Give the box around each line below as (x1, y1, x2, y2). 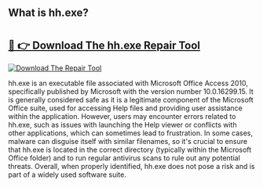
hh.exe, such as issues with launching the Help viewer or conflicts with (8, 120, 237, 129)
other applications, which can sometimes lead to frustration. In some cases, (8, 128, 254, 138)
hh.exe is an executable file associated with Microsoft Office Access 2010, (8, 78, 249, 88)
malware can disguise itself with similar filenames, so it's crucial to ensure (8, 137, 248, 146)
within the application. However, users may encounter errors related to (8, 112, 236, 120)
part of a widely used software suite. (8, 170, 127, 179)
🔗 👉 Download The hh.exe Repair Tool (8, 38, 200, 52)
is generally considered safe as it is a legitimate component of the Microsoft (8, 95, 254, 104)
